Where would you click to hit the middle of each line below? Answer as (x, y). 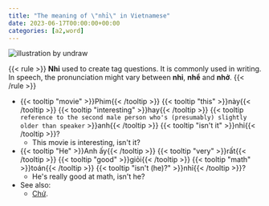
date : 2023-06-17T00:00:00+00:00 (64, 23)
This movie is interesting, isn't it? (86, 143)
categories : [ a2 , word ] (46, 30)
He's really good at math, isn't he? (88, 176)
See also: (35, 185)
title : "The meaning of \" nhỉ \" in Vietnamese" (90, 16)
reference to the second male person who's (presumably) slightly (133, 118)
